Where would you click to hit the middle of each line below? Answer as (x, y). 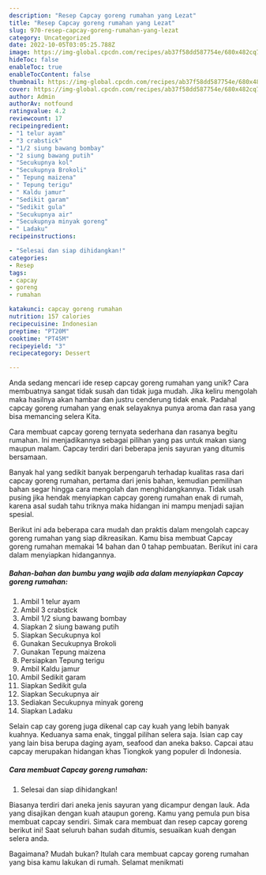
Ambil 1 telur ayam (50, 602)
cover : (20, 89)
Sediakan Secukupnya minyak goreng (82, 702)
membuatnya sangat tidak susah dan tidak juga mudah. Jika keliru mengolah (133, 391)
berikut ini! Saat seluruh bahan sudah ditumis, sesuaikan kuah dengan (123, 830)
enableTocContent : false (50, 74)
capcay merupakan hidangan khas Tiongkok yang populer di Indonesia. (125, 751)
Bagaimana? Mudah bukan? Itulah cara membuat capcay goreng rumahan (129, 854)
